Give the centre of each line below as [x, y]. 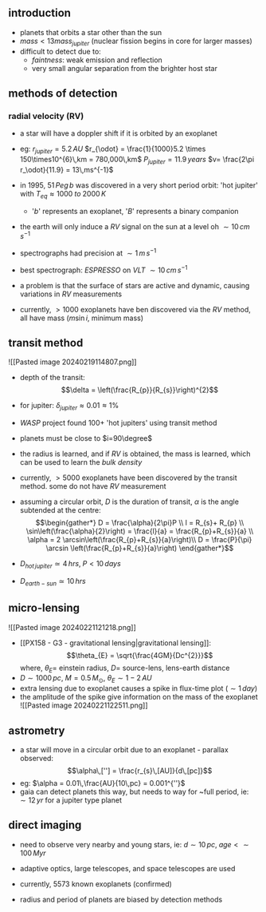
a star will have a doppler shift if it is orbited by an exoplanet [118, 133]
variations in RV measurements [70, 294]
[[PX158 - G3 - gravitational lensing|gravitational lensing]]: [115, 643]
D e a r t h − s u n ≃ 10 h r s [53, 582]
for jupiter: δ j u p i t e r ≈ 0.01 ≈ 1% [69, 406]
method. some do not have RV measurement [93, 486]
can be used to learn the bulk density [81, 462]
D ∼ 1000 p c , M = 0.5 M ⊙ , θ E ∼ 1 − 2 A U [86, 679]
